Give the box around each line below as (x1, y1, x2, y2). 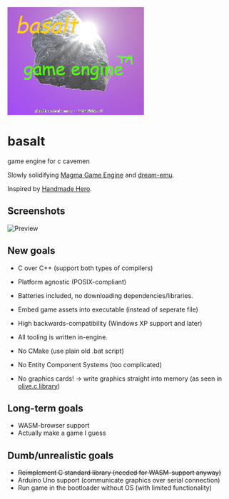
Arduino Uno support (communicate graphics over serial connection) (17, 476, 220, 485)
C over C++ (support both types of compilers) (17, 264, 153, 272)
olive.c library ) (17, 381, 61, 390)
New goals (7, 245, 56, 257)
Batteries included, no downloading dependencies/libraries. (17, 291, 194, 299)
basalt (7, 133, 46, 150)
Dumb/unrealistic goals (7, 449, 114, 461)
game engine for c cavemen (7, 157, 91, 165)
